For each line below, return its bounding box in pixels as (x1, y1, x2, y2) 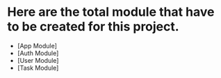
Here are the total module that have (7, 4, 215, 20)
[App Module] (17, 41, 58, 50)
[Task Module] (17, 64, 59, 72)
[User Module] (17, 56, 59, 64)
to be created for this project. (7, 19, 179, 35)
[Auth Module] (17, 49, 59, 57)
